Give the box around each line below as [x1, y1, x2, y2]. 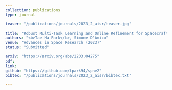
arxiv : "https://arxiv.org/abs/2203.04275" [5, 54, 100, 59]
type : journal [5, 12, 36, 17]
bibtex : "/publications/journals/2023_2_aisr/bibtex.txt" [5, 73, 132, 78]
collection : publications [5, 7, 60, 13]
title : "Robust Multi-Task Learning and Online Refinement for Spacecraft [5, 31, 168, 36]
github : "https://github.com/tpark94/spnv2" [5, 68, 102, 73]
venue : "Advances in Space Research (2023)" [5, 40, 102, 45]
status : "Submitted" [5, 45, 50, 50]
